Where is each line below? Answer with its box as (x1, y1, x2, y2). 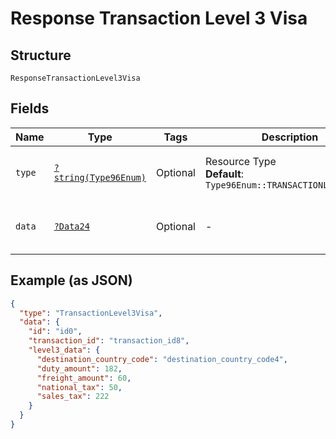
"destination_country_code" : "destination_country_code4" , (36, 354, 288, 364)
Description (261, 130, 319, 144)
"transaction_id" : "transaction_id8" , (28, 336, 190, 346)
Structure (10, 47, 72, 64)
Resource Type (204, 154, 277, 168)
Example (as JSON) (10, 272, 133, 289)
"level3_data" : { (28, 345, 101, 355)
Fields (10, 100, 50, 117)
